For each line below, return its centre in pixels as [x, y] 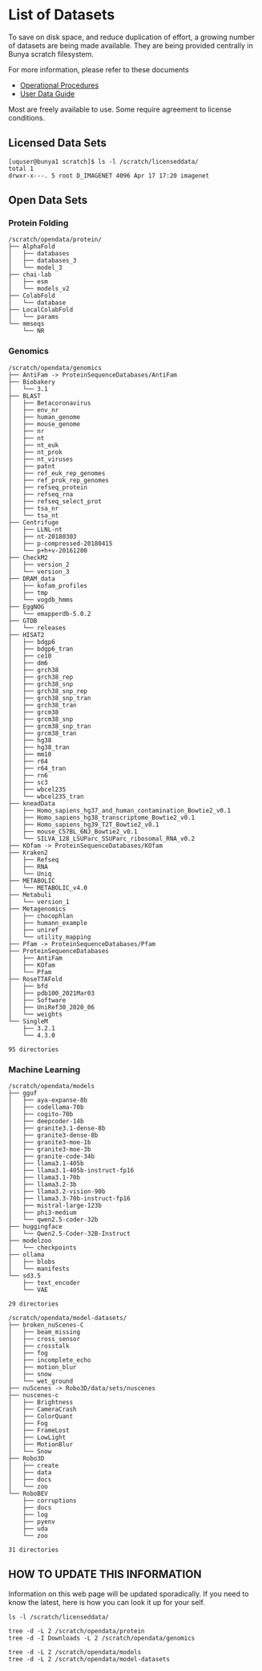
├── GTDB [23, 621]
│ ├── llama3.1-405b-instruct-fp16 [71, 1171]
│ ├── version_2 [39, 564]
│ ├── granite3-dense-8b [53, 1135]
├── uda [35, 1529]
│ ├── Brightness [41, 1403]
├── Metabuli [30, 895]
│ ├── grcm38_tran [43, 733]
